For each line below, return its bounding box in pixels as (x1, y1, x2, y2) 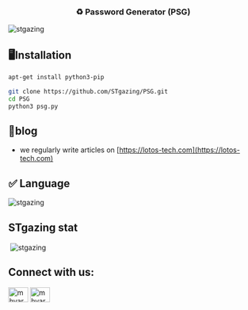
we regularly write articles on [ (19, 145, 120, 155)
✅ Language (8, 177, 71, 190)
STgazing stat (8, 220, 78, 234)
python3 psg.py (8, 102, 59, 110)
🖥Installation (8, 48, 72, 62)
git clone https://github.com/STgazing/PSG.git (8, 87, 169, 95)
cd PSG (8, 94, 30, 103)
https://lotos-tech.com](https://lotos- (118, 145, 240, 155)
